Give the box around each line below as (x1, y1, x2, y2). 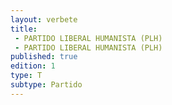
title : (10, 24, 38, 34)
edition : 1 (10, 61, 56, 71)
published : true (10, 52, 78, 62)
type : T (10, 71, 43, 81)
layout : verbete (10, 14, 78, 25)
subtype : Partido (10, 80, 83, 90)
